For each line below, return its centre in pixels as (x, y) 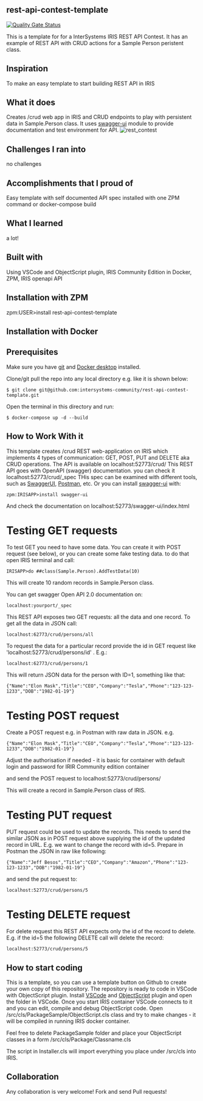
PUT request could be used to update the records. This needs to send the (98, 832)
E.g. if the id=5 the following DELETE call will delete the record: (85, 938)
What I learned (35, 223)
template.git (23, 395)
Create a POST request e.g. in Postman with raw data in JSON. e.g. (90, 732)
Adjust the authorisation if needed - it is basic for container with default (96, 760)
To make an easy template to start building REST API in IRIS (81, 83)
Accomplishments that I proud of (70, 183)
